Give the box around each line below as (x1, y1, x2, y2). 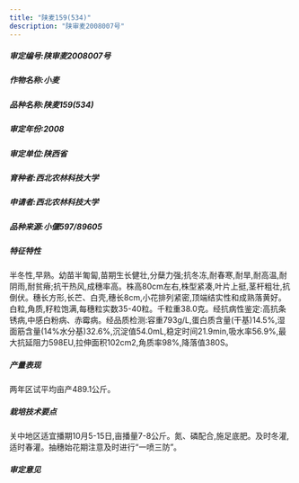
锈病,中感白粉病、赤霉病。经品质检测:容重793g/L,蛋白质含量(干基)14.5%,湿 (9, 315, 286, 326)
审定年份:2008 (9, 123, 65, 135)
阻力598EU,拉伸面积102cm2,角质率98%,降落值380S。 (32, 337, 233, 348)
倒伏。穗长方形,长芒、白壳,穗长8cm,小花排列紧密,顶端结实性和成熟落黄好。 (9, 292, 287, 303)
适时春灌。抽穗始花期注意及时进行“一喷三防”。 (9, 442, 182, 452)
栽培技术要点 (9, 407, 57, 417)
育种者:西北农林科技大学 (9, 172, 99, 183)
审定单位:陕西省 (9, 148, 67, 158)
